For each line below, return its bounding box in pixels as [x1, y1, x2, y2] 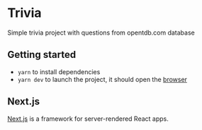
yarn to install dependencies [17, 67, 101, 76]
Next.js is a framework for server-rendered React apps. [7, 114, 169, 123]
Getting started [7, 49, 77, 61]
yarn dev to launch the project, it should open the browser [17, 75, 188, 83]
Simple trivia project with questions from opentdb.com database [7, 28, 195, 37]
